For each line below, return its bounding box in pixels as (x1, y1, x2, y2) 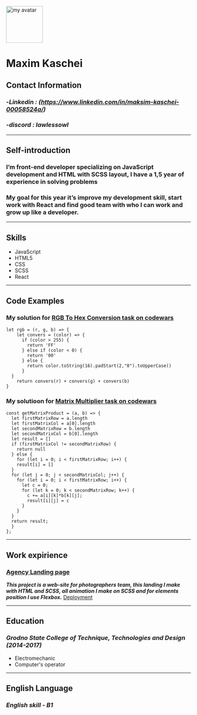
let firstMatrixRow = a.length (11, 416, 88, 422)
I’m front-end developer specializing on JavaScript (6, 163, 154, 171)
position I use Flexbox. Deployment (6, 593, 93, 600)
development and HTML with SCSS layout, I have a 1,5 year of (6, 171, 185, 179)
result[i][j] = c (27, 498, 69, 504)
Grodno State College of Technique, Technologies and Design (6, 634, 186, 642)
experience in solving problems (6, 178, 98, 186)
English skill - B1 (6, 701, 53, 709)
